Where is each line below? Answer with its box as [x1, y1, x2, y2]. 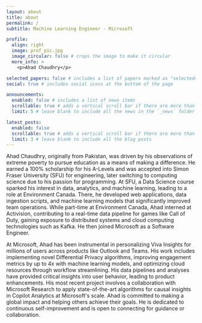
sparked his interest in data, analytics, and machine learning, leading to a [6, 185, 188, 192]
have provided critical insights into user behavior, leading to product [6, 273, 175, 280]
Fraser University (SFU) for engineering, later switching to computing [6, 172, 177, 179]
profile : [6, 37, 28, 43]
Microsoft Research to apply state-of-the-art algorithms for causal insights [6, 286, 191, 293]
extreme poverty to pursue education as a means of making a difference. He [6, 159, 195, 166]
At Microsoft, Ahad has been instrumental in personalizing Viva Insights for [6, 241, 191, 248]
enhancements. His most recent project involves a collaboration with [6, 279, 176, 286]
